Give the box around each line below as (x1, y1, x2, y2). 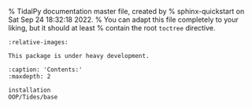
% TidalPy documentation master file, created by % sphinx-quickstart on (8, 7, 245, 16)
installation (8, 86, 51, 94)
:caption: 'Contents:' (8, 66, 83, 74)
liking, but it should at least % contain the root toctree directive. (8, 23, 216, 32)
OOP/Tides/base (8, 93, 58, 101)
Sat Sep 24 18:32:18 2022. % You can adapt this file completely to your (8, 15, 239, 24)
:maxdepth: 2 (8, 73, 51, 81)
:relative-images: (8, 38, 69, 46)
